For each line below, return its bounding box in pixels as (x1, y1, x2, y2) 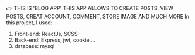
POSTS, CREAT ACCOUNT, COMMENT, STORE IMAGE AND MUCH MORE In (6, 13, 189, 20)
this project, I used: (6, 19, 53, 26)
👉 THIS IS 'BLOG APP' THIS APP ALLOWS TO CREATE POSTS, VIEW (6, 5, 174, 12)
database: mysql (14, 43, 55, 49)
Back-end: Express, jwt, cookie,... (14, 36, 95, 43)
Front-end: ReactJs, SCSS (14, 31, 78, 37)
